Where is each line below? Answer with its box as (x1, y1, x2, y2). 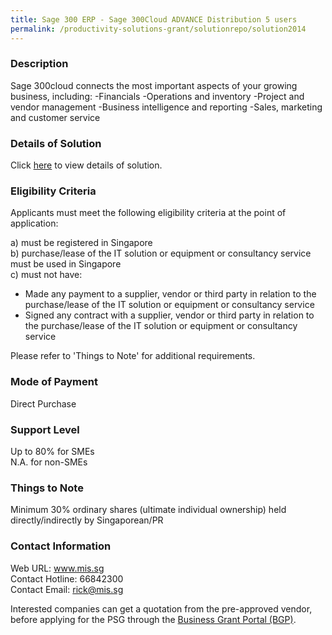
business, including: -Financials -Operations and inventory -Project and (10, 90, 305, 102)
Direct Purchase (10, 397, 77, 410)
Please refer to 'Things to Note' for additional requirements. (10, 350, 256, 362)
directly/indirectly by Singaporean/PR (10, 514, 164, 526)
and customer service (10, 111, 101, 123)
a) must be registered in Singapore (10, 237, 153, 249)
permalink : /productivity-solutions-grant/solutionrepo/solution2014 (10, 24, 307, 34)
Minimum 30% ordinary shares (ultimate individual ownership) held (10, 504, 287, 516)
